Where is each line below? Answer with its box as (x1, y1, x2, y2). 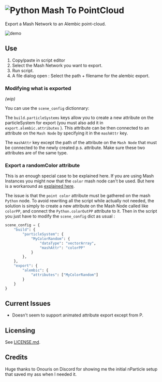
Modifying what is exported (5, 85, 72, 92)
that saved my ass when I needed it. (5, 371, 77, 377)
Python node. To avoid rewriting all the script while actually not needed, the (5, 198, 154, 204)
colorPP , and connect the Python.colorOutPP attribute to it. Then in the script (5, 208, 157, 214)
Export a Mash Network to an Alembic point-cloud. (5, 21, 106, 27)
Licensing (5, 326, 35, 334)
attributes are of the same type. (5, 150, 68, 156)
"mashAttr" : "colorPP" (39, 245, 86, 250)
